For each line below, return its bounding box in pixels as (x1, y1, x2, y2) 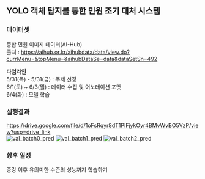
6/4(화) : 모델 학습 (6, 90, 50, 98)
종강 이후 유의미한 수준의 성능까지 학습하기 (6, 166, 108, 174)
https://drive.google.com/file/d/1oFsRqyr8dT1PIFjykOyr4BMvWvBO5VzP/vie (6, 122, 199, 129)
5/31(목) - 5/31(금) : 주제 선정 (6, 75, 77, 82)
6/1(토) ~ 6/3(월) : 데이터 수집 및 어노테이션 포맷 (6, 83, 122, 90)
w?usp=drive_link (6, 128, 51, 136)
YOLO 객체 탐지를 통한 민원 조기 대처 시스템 (6, 5, 161, 16)
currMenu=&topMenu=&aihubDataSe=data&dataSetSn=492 (6, 55, 158, 62)
